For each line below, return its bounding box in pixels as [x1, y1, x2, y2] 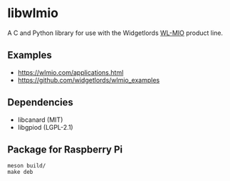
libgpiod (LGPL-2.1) [17, 123, 73, 131]
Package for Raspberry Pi [7, 143, 123, 155]
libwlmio [7, 5, 59, 21]
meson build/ [7, 162, 46, 170]
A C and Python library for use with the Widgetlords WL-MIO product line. [7, 29, 223, 37]
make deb [7, 169, 33, 176]
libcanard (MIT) [17, 115, 63, 124]
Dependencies [7, 96, 73, 108]
